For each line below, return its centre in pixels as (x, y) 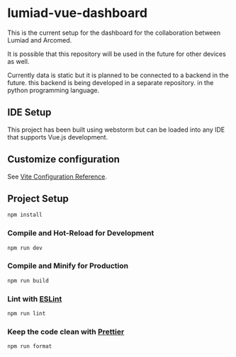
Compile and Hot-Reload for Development (81, 233)
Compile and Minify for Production (68, 266)
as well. (18, 61)
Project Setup (38, 199)
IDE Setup (29, 112)
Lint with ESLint (35, 299)
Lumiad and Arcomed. (40, 40)
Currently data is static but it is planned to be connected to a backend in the (118, 75)
